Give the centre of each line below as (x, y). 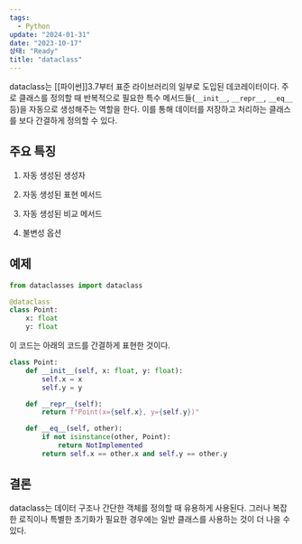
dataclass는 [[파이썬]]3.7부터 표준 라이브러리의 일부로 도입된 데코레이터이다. (144, 86)
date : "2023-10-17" (46, 43)
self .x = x (62, 379)
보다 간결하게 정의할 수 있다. (68, 120)
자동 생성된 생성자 (54, 175)
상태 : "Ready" (34, 52)
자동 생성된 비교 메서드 (62, 213)
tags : (19, 18)
